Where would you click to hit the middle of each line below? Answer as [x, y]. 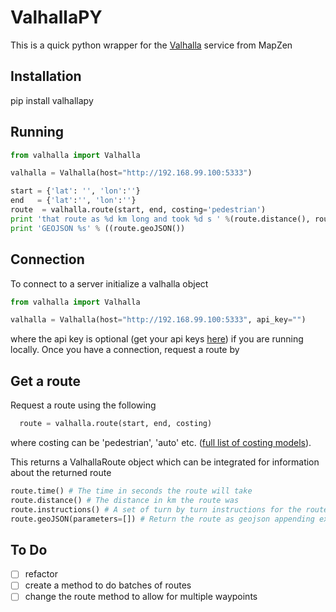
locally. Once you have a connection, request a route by [125, 350]
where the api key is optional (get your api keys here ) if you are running [157, 339]
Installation [46, 76]
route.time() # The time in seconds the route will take [131, 491]
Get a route [46, 381]
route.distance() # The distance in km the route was [125, 500]
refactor [41, 574]
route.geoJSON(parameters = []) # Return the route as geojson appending [162, 519]
